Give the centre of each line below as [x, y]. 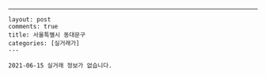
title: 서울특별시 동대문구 [47, 35]
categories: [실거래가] [44, 44]
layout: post [30, 20]
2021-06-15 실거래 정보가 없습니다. [60, 66]
